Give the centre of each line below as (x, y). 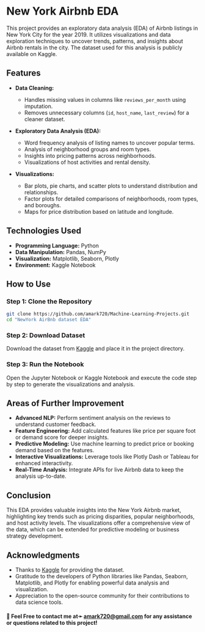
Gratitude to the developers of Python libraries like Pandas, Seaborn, (101, 577)
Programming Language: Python (57, 246)
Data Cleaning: (34, 88)
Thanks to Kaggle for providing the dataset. (70, 570)
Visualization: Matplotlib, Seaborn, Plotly (67, 258)
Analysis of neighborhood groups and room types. (88, 149)
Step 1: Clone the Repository (49, 301)
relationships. (41, 192)
